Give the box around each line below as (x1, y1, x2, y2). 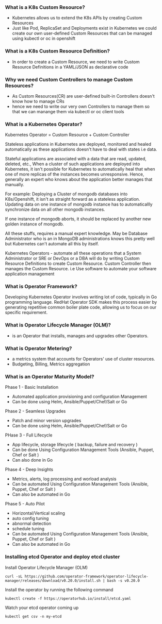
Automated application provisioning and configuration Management (12, 394, 147, 399)
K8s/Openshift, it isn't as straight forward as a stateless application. (5, 196, 140, 202)
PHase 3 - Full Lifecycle (5, 432, 52, 438)
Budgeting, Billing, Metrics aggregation (12, 361, 90, 367)
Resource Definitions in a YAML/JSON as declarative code (12, 64, 129, 69)
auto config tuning (12, 516, 49, 521)
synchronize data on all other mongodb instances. (5, 207, 105, 212)
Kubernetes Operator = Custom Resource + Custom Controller (5, 132, 130, 138)
